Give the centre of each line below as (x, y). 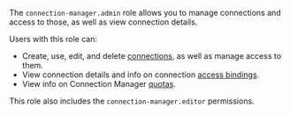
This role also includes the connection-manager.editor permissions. (132, 101)
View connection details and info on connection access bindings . (141, 75)
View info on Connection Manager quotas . (99, 84)
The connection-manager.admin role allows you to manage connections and (145, 13)
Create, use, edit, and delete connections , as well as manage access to (151, 56)
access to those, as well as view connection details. (103, 22)
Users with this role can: (53, 39)
